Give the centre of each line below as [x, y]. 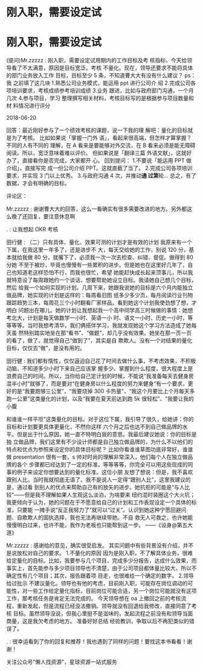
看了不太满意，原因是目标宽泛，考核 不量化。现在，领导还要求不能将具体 [102, 68]
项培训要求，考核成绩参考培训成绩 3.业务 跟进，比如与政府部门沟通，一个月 [100, 91]
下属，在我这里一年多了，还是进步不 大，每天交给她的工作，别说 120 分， [98, 250]
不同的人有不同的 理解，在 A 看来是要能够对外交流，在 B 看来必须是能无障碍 [101, 145]
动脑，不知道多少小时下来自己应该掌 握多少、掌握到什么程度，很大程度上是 [100, 368]
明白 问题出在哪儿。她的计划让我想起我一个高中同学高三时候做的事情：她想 [100, 310]
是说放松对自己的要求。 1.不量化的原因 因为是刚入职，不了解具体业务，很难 [100, 553]
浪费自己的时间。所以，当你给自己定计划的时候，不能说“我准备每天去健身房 [100, 376]
